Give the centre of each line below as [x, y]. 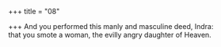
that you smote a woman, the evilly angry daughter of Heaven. [110, 35]
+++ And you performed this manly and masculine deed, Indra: [111, 26]
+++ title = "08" [34, 11]
